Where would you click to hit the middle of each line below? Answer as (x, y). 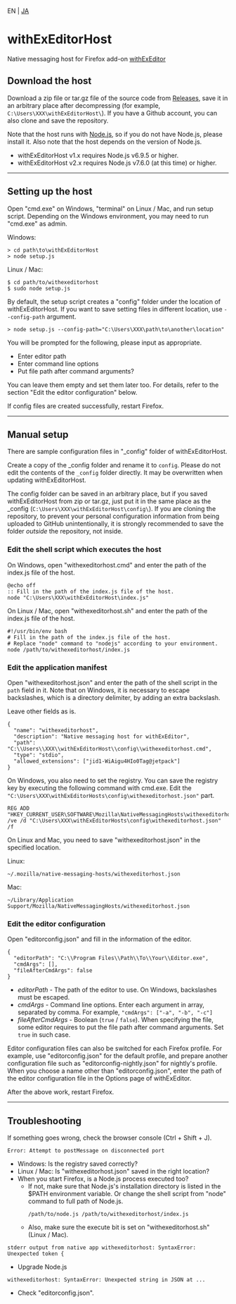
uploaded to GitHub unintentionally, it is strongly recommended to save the (116, 524)
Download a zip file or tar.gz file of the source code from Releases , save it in (118, 98)
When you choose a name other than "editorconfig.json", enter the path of (115, 1071)
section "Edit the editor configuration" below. (72, 392)
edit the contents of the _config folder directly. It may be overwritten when (115, 473)
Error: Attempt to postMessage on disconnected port (86, 1151)
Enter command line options (58, 364)
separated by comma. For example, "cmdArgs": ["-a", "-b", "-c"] (115, 1012)
